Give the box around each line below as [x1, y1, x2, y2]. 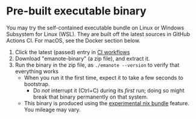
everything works [14, 67, 59, 75]
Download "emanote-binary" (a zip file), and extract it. [14, 55, 150, 62]
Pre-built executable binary [6, 4, 147, 18]
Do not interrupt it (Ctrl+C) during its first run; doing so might [33, 87, 185, 94]
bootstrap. [24, 80, 50, 88]
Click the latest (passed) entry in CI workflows [14, 48, 130, 55]
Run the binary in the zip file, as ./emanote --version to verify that [14, 61, 180, 69]
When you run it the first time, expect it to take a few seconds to [24, 74, 184, 81]
